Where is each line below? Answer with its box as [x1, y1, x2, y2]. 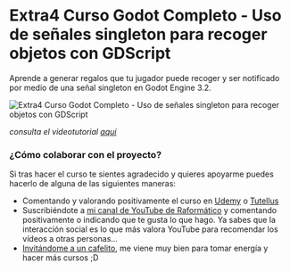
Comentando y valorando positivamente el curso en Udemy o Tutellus [21, 195, 279, 206]
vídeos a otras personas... [21, 234, 119, 244]
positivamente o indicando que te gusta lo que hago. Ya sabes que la [21, 215, 277, 226]
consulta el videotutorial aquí [9, 126, 117, 136]
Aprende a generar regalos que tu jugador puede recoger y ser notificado [9, 72, 280, 83]
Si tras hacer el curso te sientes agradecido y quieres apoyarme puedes [9, 169, 274, 179]
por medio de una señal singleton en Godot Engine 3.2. [9, 82, 211, 93]
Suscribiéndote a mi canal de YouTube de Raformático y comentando [21, 205, 278, 216]
